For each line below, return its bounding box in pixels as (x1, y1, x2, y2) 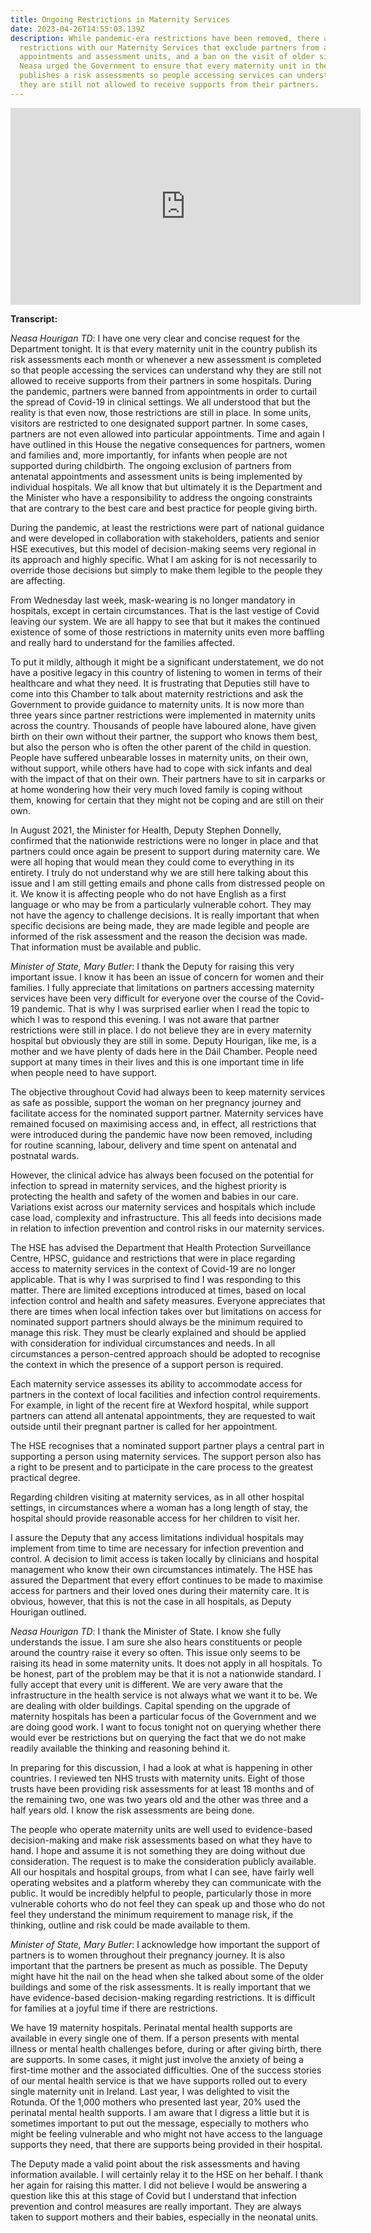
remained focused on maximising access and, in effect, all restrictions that (10, 1117, 317, 1130)
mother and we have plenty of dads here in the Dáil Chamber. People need (10, 1045, 318, 1057)
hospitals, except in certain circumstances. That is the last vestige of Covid (10, 604, 320, 616)
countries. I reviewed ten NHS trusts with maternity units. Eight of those (10, 1772, 305, 1784)
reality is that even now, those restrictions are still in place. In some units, (10, 406, 312, 418)
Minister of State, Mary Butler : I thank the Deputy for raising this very (10, 960, 295, 972)
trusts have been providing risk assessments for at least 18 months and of (10, 1782, 315, 1795)
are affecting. (10, 574, 66, 586)
